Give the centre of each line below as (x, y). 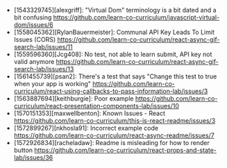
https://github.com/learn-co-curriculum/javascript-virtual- (136, 17)
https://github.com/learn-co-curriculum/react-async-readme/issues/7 (114, 135)
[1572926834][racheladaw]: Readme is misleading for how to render (112, 143)
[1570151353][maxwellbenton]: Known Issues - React (89, 113)
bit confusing (33, 17)
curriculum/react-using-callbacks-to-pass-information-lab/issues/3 (111, 91)
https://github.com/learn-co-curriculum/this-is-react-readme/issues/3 (115, 120)
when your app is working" (52, 84)
